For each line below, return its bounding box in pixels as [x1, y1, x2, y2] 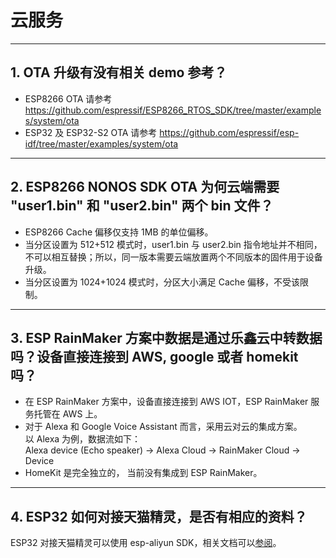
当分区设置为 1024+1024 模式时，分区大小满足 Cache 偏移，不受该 [24, 276, 301, 288]
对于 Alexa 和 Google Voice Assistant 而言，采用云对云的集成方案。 [24, 421, 303, 433]
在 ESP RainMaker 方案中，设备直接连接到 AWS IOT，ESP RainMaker [24, 396, 309, 408]
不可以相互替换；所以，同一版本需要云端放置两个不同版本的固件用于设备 [24, 251, 323, 263]
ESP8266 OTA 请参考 [24, 92, 113, 105]
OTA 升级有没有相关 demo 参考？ [23, 64, 228, 81]
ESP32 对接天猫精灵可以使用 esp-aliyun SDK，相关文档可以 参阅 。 [10, 537, 282, 549]
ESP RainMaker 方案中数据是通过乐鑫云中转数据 [25, 329, 323, 346]
